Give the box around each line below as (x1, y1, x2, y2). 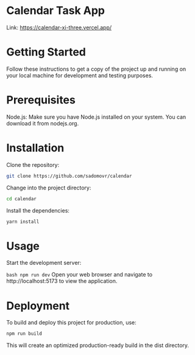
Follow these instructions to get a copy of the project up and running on (6, 65, 186, 72)
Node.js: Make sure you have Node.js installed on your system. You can (6, 113, 186, 121)
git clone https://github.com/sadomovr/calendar (6, 173, 132, 179)
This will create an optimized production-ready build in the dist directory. (6, 342, 190, 349)
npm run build (6, 331, 43, 337)
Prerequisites (6, 93, 76, 107)
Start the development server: (6, 259, 82, 267)
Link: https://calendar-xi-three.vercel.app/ (6, 24, 112, 31)
